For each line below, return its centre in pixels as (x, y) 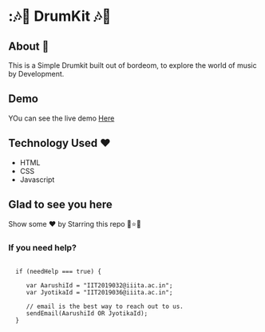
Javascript (37, 180)
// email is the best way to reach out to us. (105, 306)
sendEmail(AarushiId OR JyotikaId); (87, 313)
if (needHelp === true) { (59, 271)
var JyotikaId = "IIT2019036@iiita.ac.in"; (99, 292)
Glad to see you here (61, 205)
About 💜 (29, 46)
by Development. (36, 74)
